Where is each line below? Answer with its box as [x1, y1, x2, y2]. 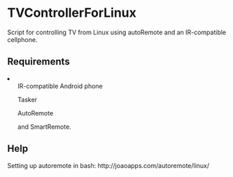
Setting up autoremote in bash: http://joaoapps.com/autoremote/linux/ [7, 161, 210, 169]
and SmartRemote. [17, 122, 71, 131]
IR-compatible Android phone [17, 82, 103, 90]
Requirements [7, 56, 70, 68]
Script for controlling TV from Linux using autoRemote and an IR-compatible [7, 28, 227, 36]
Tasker [17, 95, 37, 104]
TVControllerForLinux [7, 5, 136, 21]
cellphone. [7, 35, 38, 43]
